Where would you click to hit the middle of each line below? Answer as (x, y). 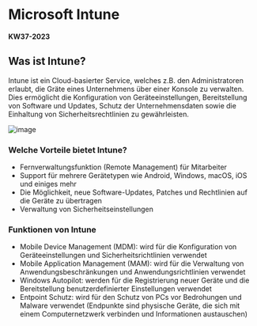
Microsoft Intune (64, 15)
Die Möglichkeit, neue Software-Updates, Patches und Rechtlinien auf (133, 192)
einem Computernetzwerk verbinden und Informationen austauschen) (133, 314)
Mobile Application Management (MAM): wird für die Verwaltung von (132, 263)
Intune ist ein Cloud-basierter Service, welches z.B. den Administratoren (126, 80)
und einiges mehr (48, 184)
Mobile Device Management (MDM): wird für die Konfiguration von (128, 247)
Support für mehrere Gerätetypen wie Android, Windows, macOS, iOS (133, 176)
